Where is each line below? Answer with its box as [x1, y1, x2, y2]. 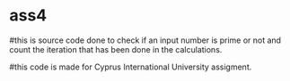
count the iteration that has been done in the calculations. [9, 44, 223, 54]
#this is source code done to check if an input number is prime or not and [9, 35, 281, 45]
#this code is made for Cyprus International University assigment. [9, 61, 252, 72]
